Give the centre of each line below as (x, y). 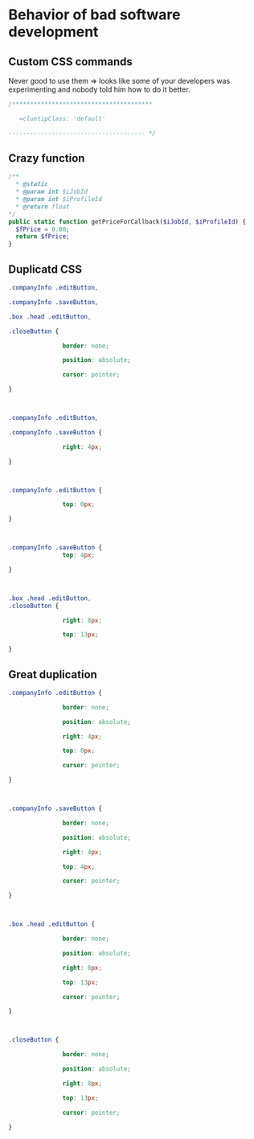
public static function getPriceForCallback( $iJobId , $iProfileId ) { (127, 222)
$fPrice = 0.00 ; (43, 229)
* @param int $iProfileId (59, 199)
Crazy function (47, 158)
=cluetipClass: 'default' (62, 118)
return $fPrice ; (43, 236)
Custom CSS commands (70, 62)
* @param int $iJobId (52, 192)
